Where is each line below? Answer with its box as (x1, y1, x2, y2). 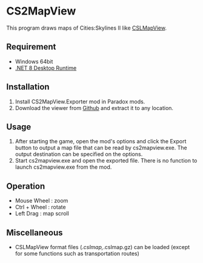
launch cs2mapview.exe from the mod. (15, 163, 112, 170)
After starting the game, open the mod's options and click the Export (15, 138, 187, 145)
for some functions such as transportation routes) (15, 250, 139, 257)
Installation (6, 82, 50, 92)
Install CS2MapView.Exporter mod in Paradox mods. (15, 98, 145, 105)
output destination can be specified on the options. (15, 151, 143, 158)
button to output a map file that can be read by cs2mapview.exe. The (15, 144, 187, 152)
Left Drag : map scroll (15, 210, 70, 217)
